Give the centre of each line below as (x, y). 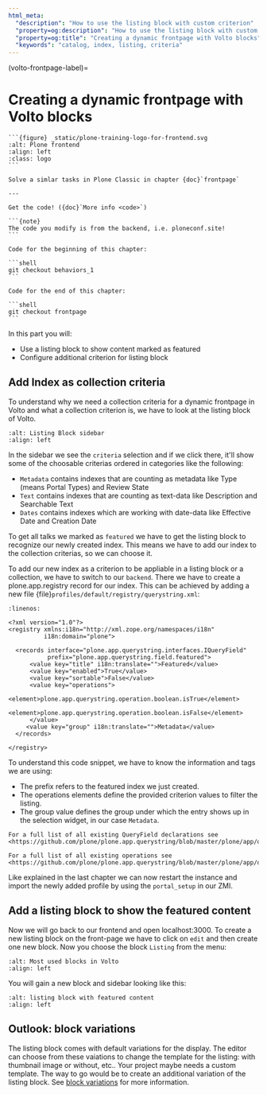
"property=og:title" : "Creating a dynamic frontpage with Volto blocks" (138, 38)
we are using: (31, 771)
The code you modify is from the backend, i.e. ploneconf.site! (117, 229)
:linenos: (25, 608)
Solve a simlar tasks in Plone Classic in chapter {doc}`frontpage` (124, 180)
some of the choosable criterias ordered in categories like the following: (126, 463)
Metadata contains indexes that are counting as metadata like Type (128, 479)
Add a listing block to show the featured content (130, 911)
